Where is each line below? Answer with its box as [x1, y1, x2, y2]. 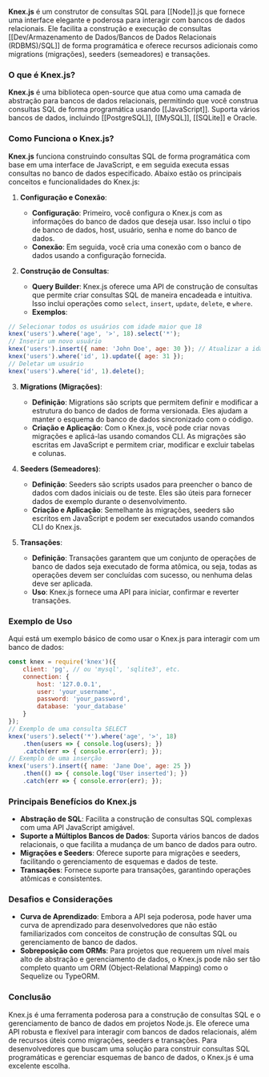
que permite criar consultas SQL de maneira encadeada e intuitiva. [31, 290, 253, 300]
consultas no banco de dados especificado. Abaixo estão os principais [8, 168, 242, 178]
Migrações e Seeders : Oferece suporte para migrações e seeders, [19, 849, 241, 858]
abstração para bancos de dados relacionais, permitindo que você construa [8, 96, 259, 106]
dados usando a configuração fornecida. [31, 250, 167, 260]
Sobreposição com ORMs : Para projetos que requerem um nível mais [19, 946, 250, 956]
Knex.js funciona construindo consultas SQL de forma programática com [8, 151, 251, 161]
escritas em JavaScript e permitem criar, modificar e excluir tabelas [31, 440, 255, 450]
